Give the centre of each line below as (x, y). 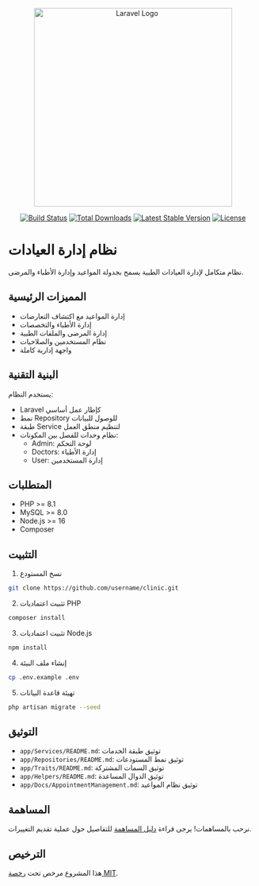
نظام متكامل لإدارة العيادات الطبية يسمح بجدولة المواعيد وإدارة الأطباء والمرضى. (126, 272)
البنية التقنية (33, 375)
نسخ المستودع (40, 574)
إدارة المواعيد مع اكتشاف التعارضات (72, 316)
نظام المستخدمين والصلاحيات (63, 341)
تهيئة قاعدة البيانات (47, 692)
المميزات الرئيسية (48, 297)
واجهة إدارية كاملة (46, 350)
